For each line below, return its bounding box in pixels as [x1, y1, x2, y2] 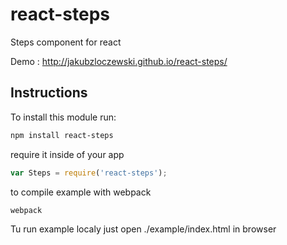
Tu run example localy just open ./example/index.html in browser [10, 223, 277, 235]
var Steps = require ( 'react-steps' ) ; [10, 168, 168, 178]
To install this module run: [10, 111, 117, 123]
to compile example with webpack [10, 186, 152, 198]
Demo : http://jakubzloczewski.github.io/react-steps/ [10, 55, 228, 67]
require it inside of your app [10, 148, 125, 160]
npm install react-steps [10, 130, 114, 140]
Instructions [10, 84, 88, 102]
